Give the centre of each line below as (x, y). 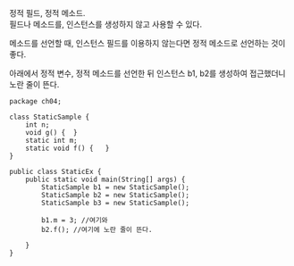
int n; (38, 125)
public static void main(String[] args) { (105, 179)
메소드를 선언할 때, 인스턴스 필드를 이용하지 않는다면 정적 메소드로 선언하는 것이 (147, 43)
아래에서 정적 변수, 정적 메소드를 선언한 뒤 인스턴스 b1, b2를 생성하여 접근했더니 (147, 73)
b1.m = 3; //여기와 (75, 220)
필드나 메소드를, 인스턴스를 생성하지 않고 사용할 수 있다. (106, 24)
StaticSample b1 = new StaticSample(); (116, 187)
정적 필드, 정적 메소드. (47, 13)
